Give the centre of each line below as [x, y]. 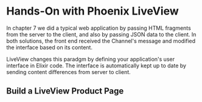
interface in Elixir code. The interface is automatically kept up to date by [96, 66]
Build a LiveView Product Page [65, 91]
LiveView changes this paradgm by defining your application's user [91, 59]
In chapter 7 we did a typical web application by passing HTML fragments [99, 28]
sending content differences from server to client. [68, 72]
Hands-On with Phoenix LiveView [93, 11]
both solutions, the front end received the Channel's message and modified [101, 41]
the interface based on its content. [50, 47]
